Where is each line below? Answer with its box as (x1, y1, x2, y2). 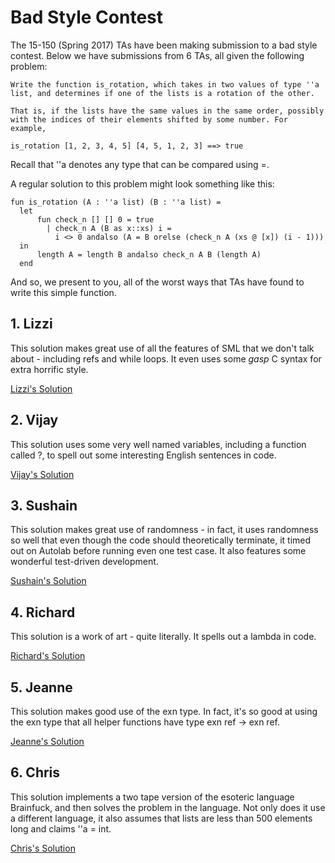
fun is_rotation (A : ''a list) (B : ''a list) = (10, 197, 222, 207)
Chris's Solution (10, 842, 76, 854)
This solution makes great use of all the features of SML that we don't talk (10, 342, 315, 354)
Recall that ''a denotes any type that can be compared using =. (10, 158, 270, 170)
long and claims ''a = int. (10, 822, 112, 835)
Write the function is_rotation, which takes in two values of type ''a (10, 79, 320, 90)
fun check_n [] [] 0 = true (36, 214, 155, 225)
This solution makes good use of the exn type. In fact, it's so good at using (10, 706, 318, 717)
